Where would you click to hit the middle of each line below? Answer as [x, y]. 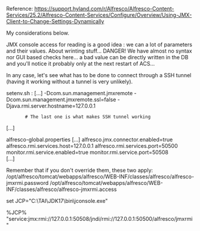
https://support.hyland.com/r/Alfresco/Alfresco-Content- [104, 9]
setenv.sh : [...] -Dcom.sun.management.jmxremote [70, 93]
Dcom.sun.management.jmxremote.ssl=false [61, 99]
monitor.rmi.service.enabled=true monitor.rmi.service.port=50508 [87, 152]
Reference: [20, 9]
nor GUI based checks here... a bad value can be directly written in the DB [97, 57]
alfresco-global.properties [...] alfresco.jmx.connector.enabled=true [90, 139]
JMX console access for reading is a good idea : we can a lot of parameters [99, 45]
